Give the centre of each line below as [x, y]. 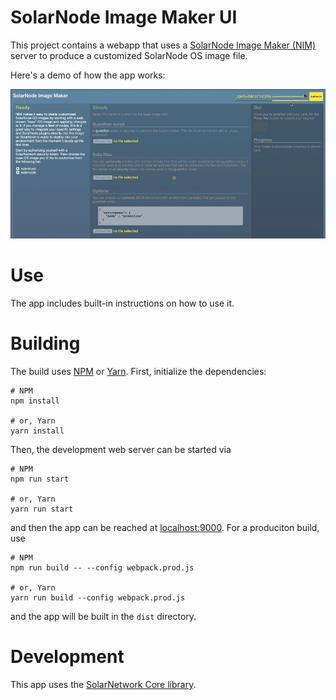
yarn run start [42, 509]
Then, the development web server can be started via [121, 449]
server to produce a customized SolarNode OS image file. [129, 55]
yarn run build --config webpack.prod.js [98, 597]
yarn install [37, 431]
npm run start [40, 479]
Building [45, 343]
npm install [35, 401]
